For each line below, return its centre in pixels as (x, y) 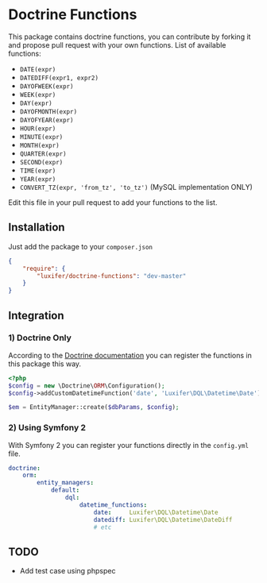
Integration (37, 315)
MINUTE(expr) (41, 137)
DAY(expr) (36, 103)
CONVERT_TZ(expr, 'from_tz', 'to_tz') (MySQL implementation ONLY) (136, 187)
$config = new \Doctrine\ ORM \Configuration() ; (87, 386)
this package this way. (45, 364)
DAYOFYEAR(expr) (46, 120)
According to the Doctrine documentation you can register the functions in (130, 355)
